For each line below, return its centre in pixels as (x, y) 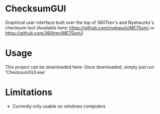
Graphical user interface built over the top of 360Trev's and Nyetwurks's (80, 22)
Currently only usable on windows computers (59, 106)
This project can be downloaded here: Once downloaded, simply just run (80, 67)
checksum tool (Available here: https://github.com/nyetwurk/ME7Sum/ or (80, 27)
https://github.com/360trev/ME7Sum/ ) (44, 33)
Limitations (29, 92)
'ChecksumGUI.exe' (26, 72)
